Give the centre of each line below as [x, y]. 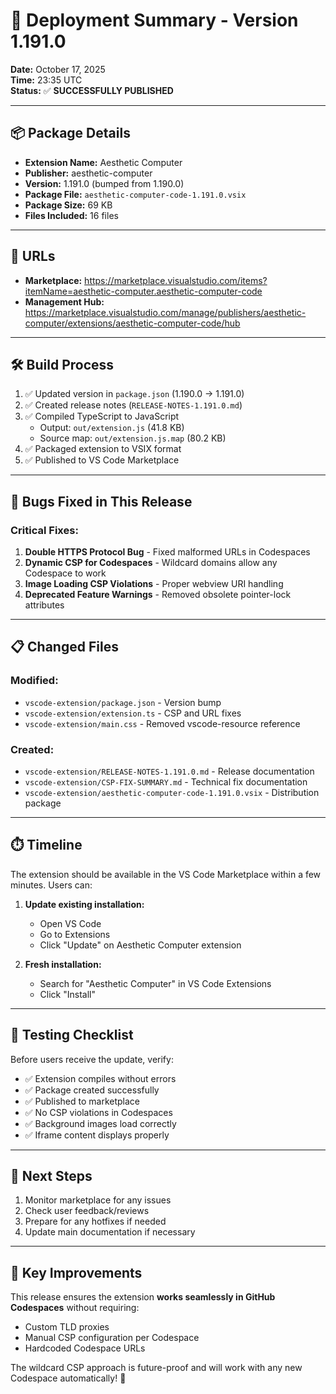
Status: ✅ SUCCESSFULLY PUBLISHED [92, 90]
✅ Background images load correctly [100, 1123]
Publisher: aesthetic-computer [88, 173]
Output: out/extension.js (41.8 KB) [112, 428]
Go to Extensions [75, 934]
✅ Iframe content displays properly [97, 1135]
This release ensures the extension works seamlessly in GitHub [143, 1297]
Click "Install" [67, 994]
